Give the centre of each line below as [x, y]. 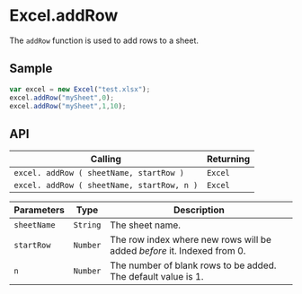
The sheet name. [146, 225]
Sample [31, 69]
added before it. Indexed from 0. [178, 251]
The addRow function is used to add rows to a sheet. [104, 40]
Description [199, 210]
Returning [228, 160]
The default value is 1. [157, 277]
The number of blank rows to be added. [193, 265]
